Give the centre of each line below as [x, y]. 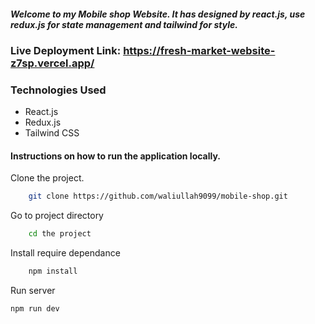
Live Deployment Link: [66, 50]
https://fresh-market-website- [199, 50]
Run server [33, 291]
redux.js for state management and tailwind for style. [124, 24]
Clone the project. [47, 178]
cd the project [60, 234]
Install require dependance [65, 253]
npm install [53, 271]
